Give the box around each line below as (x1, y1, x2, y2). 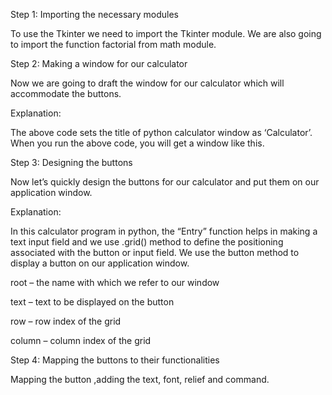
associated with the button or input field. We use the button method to (10, 247, 300, 258)
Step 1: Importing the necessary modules (10, 9, 179, 20)
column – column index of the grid (10, 335, 152, 346)
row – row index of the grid (10, 315, 122, 327)
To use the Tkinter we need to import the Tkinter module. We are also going (10, 28, 322, 39)
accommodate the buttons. (10, 88, 122, 99)
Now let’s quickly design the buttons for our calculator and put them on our (10, 176, 320, 188)
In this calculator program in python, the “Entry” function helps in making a (10, 225, 318, 237)
